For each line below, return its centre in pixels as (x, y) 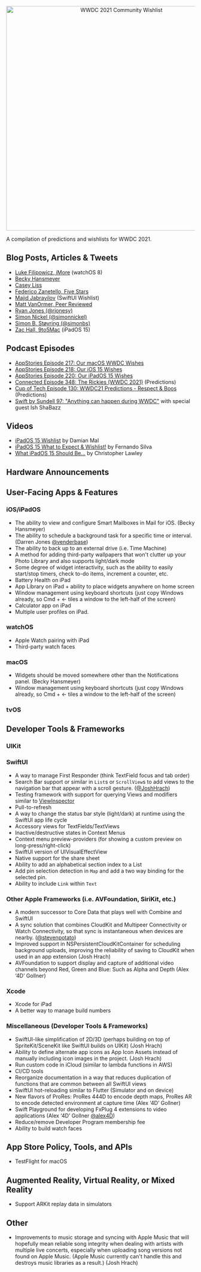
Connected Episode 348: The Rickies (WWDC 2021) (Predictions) (95, 382)
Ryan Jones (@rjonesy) (44, 310)
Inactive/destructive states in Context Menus (70, 832)
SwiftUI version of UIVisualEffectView (61, 852)
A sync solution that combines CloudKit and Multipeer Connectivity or (101, 925)
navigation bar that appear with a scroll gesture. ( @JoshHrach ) (92, 788)
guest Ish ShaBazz (38, 407)
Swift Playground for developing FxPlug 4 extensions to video (91, 1109)
